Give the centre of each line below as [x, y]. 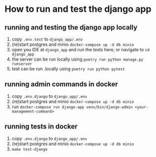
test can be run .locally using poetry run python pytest [68, 69]
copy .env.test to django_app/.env [47, 39]
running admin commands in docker [61, 84]
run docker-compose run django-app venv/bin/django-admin [72, 107]
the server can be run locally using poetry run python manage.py [78, 59]
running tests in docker [41, 127]
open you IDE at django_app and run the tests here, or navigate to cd [81, 50]
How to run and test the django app [78, 9]
